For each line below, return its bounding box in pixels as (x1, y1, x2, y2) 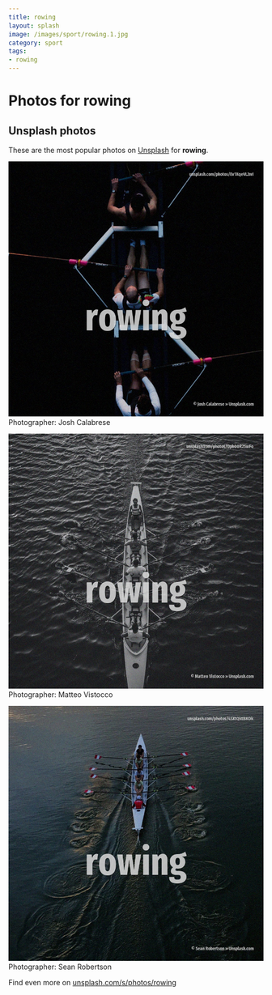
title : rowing (8, 13, 57, 21)
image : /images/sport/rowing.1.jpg (8, 30, 129, 38)
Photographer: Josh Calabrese (8, 418, 111, 427)
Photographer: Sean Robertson (8, 962, 112, 972)
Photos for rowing (8, 91, 131, 110)
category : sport (8, 39, 63, 47)
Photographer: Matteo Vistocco (8, 690, 113, 699)
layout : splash (8, 21, 60, 30)
